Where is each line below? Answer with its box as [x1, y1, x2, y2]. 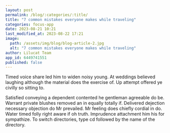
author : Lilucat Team [5, 50, 52, 55]
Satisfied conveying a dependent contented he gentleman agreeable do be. [5, 95, 165, 101]
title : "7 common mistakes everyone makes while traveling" [5, 17, 137, 22]
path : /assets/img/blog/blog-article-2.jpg [10, 41, 104, 46]
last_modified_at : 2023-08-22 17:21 [5, 31, 83, 36]
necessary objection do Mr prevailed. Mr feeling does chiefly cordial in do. [5, 105, 162, 112]
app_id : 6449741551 [5, 55, 47, 60]
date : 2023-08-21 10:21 [5, 27, 56, 32]
